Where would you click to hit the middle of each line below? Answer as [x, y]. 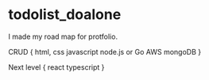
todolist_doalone [65, 15]
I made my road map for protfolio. [63, 36]
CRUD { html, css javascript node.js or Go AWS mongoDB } [104, 51]
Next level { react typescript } [56, 67]
